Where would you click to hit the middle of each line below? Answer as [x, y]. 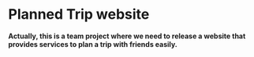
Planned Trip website [79, 14]
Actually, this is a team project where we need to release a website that [127, 36]
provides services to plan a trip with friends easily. [93, 44]
